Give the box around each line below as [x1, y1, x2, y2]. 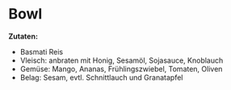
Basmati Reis [19, 47, 63, 56]
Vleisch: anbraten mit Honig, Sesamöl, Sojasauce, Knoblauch [19, 55, 224, 65]
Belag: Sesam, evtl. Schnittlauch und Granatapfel [19, 72, 183, 82]
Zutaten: [8, 31, 39, 41]
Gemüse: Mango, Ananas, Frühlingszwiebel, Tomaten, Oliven [19, 63, 223, 73]
